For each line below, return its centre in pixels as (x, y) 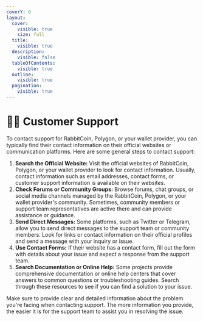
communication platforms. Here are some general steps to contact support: (101, 151)
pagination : (27, 86)
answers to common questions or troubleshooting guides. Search (97, 280)
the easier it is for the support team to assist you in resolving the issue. (95, 311)
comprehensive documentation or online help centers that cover (95, 273)
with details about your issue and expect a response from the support (102, 254)
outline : (23, 74)
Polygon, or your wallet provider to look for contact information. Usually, (105, 170)
